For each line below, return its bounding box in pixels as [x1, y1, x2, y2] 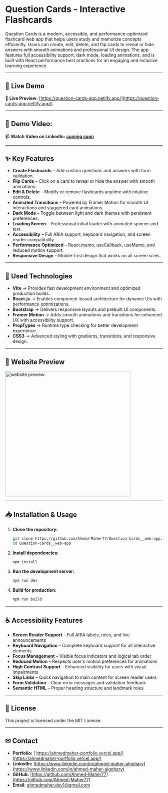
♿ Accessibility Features [5, 616, 83, 624]
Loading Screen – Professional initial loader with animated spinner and [12, 221, 158, 227]
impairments [12, 669, 38, 675]
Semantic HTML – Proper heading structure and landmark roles [12, 685, 144, 691]
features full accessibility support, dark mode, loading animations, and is [5, 52, 155, 58]
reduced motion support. [12, 247, 64, 253]
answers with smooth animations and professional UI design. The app [5, 47, 149, 53]
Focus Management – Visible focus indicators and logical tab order [12, 653, 151, 659]
